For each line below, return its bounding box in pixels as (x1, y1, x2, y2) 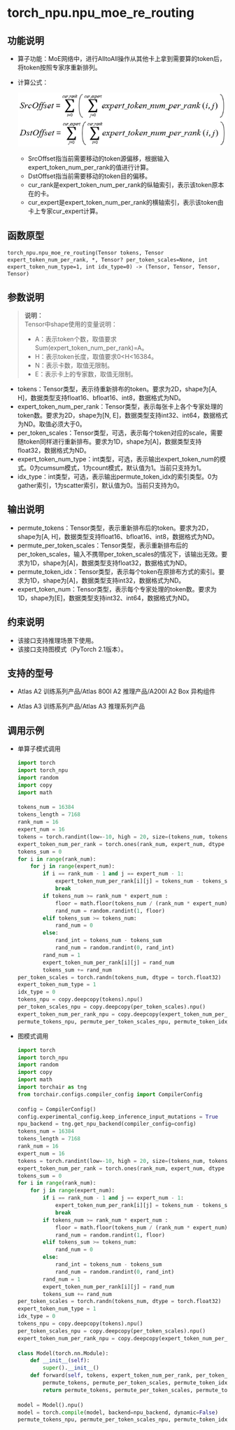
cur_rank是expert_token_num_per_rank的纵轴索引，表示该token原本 (27, 181, 225, 189)
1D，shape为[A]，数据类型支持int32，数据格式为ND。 (29, 576, 185, 585)
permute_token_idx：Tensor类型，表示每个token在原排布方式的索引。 (17, 567, 219, 576)
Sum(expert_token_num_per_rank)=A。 (34, 343, 148, 352)
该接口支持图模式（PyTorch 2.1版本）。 (17, 645, 127, 653)
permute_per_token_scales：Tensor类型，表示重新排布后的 (17, 541, 189, 550)
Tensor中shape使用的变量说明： (24, 320, 117, 328)
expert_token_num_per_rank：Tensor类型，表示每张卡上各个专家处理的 (17, 402, 224, 411)
